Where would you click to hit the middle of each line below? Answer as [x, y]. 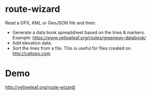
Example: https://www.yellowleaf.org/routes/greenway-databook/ [79, 38]
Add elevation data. [32, 43]
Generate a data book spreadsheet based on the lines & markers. [78, 32]
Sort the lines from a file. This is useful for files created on [72, 48]
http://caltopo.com [31, 53]
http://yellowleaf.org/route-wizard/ [40, 87]
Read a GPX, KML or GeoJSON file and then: [50, 23]
